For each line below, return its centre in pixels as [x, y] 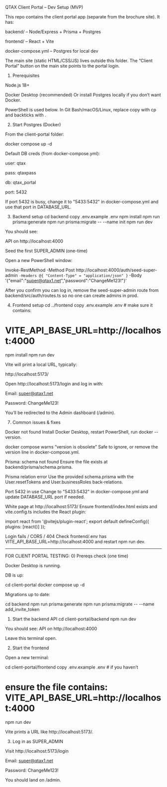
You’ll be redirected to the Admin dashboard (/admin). [60, 413]
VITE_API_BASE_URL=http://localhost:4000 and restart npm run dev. [75, 541]
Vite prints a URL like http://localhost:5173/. [49, 732]
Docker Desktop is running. [33, 565]
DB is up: [14, 575]
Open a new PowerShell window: [39, 260]
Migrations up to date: [28, 594]
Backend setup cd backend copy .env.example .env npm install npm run [86, 217]
